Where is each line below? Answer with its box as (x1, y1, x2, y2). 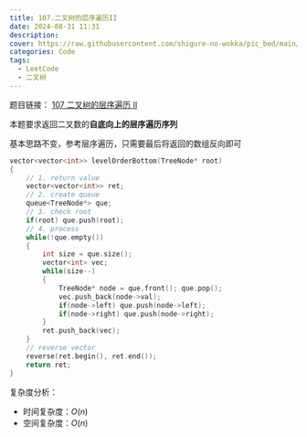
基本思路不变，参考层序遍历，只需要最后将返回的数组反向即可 (9, 138, 242, 149)
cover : (9, 38, 35, 48)
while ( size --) (42, 267, 96, 276)
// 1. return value (26, 173, 101, 183)
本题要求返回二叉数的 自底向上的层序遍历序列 (9, 118, 178, 129)
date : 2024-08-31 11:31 (9, 22, 101, 31)
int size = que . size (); (42, 250, 132, 259)
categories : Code (9, 48, 76, 57)
